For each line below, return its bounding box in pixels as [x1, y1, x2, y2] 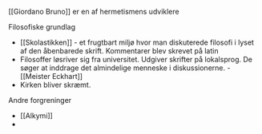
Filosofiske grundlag [8, 22, 76, 31]
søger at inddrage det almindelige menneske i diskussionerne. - [19, 63, 231, 73]
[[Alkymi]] [19, 111, 54, 120]
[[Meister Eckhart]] [19, 72, 83, 81]
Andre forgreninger [8, 96, 72, 104]
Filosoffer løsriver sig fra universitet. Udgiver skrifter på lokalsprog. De [19, 55, 252, 64]
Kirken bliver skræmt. [19, 80, 91, 89]
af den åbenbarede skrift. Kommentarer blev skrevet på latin [19, 46, 219, 55]
